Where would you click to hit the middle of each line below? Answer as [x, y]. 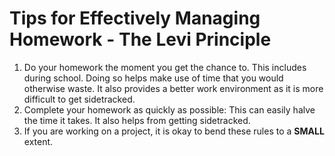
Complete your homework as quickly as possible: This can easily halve [169, 109]
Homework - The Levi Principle [140, 39]
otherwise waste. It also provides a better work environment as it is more [173, 88]
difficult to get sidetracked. [79, 99]
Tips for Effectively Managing [135, 18]
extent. [38, 141]
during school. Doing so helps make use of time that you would [153, 78]
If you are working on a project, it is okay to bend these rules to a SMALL [174, 131]
